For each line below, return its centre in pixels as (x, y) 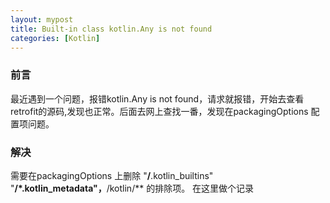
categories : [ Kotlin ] (55, 38)
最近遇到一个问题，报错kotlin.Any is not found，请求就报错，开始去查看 (157, 98)
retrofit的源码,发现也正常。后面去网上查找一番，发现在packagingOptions (159, 111)
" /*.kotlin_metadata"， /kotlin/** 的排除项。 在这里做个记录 (132, 188)
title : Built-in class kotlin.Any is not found (111, 29)
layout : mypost (42, 19)
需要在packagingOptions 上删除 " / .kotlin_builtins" (112, 175)
